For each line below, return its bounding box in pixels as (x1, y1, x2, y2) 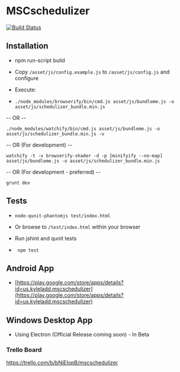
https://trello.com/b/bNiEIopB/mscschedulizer (6, 359, 118, 366)
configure (14, 74, 39, 81)
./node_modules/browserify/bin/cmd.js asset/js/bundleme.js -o (14, 98, 175, 104)
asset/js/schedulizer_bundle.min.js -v (6, 131, 105, 137)
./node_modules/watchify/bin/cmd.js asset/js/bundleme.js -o (6, 126, 160, 132)
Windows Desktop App (6, 315, 93, 325)
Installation (6, 41, 49, 51)
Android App (6, 263, 54, 274)
